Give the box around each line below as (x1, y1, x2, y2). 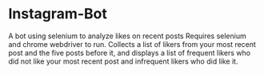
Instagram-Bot (8, 5, 108, 23)
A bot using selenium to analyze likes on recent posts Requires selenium (8, 31, 246, 41)
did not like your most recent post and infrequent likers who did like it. (8, 56, 238, 66)
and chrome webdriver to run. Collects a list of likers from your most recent (8, 39, 256, 49)
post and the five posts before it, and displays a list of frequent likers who (8, 48, 250, 57)
